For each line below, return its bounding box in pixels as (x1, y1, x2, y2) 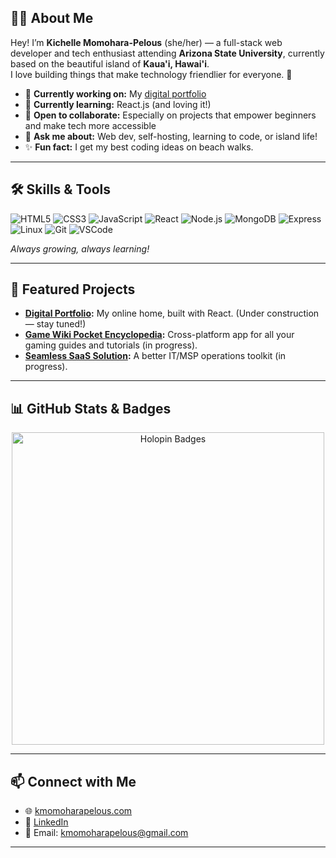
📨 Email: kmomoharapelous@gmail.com (24, 827, 189, 839)
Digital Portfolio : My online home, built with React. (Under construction (24, 307, 320, 320)
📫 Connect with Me (10, 773, 137, 790)
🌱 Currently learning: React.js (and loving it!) (24, 98, 212, 110)
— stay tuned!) (24, 318, 87, 330)
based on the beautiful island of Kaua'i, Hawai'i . (10, 57, 210, 70)
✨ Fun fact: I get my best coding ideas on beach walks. (24, 141, 254, 153)
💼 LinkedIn (24, 816, 69, 828)
